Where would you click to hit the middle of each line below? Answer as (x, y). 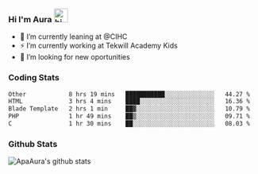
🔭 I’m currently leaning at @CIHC (73, 37)
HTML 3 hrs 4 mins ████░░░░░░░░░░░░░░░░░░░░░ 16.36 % (129, 102)
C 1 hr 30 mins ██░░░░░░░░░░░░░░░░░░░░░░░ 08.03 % (129, 124)
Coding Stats (34, 78)
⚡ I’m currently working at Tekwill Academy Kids (99, 46)
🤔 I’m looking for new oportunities (75, 57)
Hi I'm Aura (30, 19)
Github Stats (33, 144)
